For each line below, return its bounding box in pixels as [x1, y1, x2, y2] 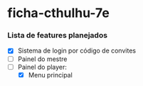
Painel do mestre [17, 55, 68, 63]
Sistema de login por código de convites [17, 46, 137, 55]
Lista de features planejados [7, 31, 108, 41]
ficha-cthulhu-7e [7, 5, 110, 21]
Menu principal [28, 70, 73, 79]
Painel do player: [17, 63, 68, 71]
